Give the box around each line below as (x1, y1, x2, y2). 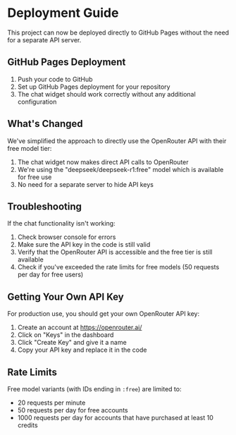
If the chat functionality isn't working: (7, 219, 116, 228)
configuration (17, 97, 57, 106)
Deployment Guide (7, 5, 119, 21)
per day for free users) (17, 270, 84, 279)
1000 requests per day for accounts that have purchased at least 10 (17, 414, 213, 422)
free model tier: (7, 144, 52, 152)
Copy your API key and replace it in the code (17, 345, 147, 354)
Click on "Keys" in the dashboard (17, 331, 114, 339)
